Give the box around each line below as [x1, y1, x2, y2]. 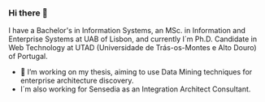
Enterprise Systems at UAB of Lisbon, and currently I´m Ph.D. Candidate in [8, 34, 258, 44]
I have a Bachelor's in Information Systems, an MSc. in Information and [8, 26, 245, 36]
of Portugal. [8, 52, 48, 62]
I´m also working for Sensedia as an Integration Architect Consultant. [20, 84, 251, 94]
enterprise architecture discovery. [20, 76, 134, 86]
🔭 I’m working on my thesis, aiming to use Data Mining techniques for [20, 67, 253, 77]
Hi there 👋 [8, 7, 49, 19]
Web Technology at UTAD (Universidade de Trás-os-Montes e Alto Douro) [8, 43, 258, 53]
